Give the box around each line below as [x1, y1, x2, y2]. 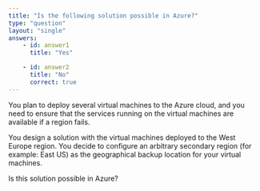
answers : [8, 34, 38, 42]
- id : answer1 [22, 42, 70, 50]
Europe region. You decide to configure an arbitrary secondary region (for [8, 141, 252, 150]
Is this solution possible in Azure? [8, 173, 118, 183]
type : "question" [8, 19, 66, 27]
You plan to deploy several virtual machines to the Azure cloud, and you [8, 100, 246, 109]
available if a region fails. [8, 117, 90, 126]
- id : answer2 [22, 63, 70, 72]
